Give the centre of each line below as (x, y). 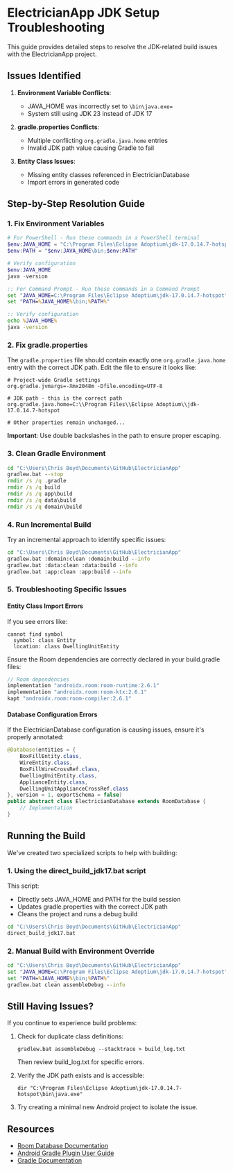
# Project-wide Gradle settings (54, 380)
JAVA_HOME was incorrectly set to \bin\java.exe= (100, 106)
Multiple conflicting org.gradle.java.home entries (98, 140)
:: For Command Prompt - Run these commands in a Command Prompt (103, 289)
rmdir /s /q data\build (42, 500)
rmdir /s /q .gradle (37, 481)
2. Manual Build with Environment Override (81, 951)
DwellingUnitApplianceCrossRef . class (74, 789)
